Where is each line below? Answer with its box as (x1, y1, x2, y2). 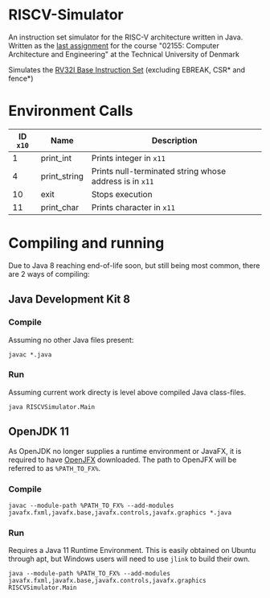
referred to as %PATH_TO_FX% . (8, 463, 101, 472)
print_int (40, 152, 72, 163)
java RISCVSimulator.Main (8, 402, 95, 411)
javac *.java (8, 350, 52, 359)
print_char (40, 201, 80, 212)
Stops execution (91, 188, 153, 200)
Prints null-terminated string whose (91, 165, 227, 176)
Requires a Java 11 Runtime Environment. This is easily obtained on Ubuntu (8, 546, 256, 555)
